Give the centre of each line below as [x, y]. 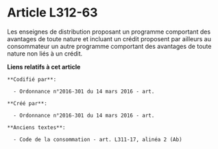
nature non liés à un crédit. [45, 54]
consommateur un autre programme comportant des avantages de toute [109, 46]
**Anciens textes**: [37, 127]
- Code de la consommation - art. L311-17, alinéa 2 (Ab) [98, 139]
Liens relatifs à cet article [44, 67]
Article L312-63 [52, 13]
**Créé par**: [27, 103]
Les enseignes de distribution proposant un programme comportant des [109, 32]
